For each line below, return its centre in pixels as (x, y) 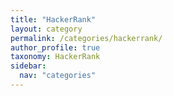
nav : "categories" (58, 76)
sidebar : (28, 66)
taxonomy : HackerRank (55, 57)
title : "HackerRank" (53, 19)
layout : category (46, 29)
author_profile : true (55, 47)
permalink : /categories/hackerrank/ (86, 38)
